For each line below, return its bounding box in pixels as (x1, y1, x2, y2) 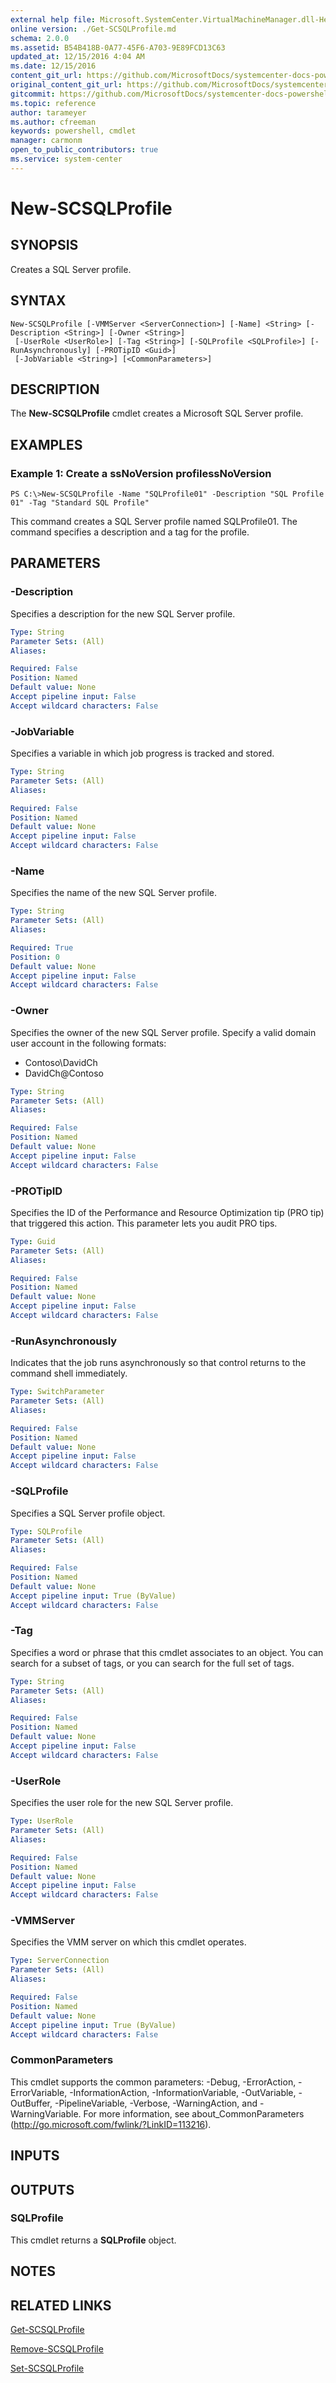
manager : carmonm (10, 136, 83, 146)
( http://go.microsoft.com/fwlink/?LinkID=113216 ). (10, 2118, 212, 2130)
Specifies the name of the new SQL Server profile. (10, 887, 217, 899)
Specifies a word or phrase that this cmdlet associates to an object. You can (10, 1646, 324, 1658)
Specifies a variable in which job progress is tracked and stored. (10, 747, 275, 760)
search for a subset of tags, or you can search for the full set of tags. (10, 1657, 295, 1669)
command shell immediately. (10, 1367, 128, 1380)
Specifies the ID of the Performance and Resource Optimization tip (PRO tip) (10, 1206, 325, 1218)
